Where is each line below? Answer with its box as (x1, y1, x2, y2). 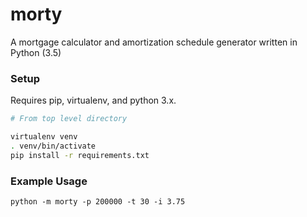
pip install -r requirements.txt (10, 150, 150, 160)
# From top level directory (10, 114, 128, 124)
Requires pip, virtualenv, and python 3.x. (10, 94, 177, 107)
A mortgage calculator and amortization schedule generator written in (10, 36, 298, 48)
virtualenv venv (10, 132, 78, 142)
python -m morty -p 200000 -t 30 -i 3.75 (10, 197, 186, 207)
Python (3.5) (10, 46, 62, 58)
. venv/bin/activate (10, 141, 97, 151)
